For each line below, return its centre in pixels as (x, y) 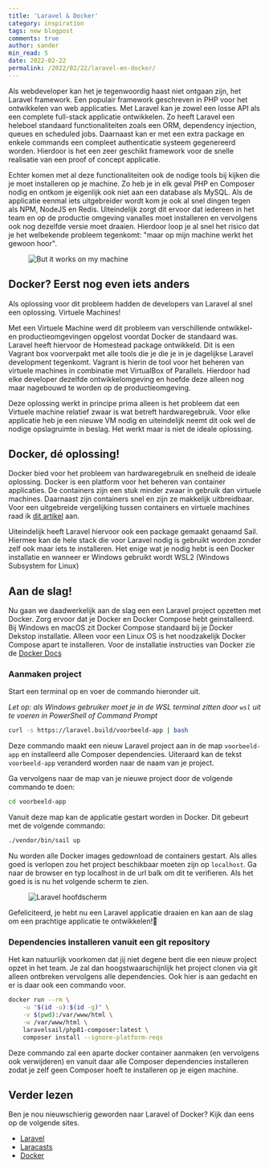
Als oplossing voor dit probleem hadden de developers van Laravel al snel (130, 303)
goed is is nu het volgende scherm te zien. (79, 882)
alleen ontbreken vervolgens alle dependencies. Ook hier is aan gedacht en (133, 977)
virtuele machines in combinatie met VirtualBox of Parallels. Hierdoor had (129, 370)
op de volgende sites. (44, 1123)
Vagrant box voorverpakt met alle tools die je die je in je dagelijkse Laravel (131, 353)
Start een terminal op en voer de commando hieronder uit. (104, 692)
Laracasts (36, 1147)
